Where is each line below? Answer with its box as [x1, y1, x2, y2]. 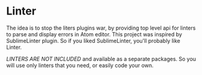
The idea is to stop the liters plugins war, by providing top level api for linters [6, 24, 196, 31]
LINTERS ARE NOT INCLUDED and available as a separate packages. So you [6, 55, 197, 62]
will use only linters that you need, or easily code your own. [6, 62, 154, 69]
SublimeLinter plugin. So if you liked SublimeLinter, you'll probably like [6, 37, 181, 44]
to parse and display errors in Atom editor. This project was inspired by [6, 30, 183, 37]
